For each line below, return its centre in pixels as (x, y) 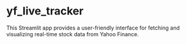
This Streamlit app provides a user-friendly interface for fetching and (93, 28)
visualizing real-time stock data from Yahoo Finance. (73, 34)
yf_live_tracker (45, 11)
